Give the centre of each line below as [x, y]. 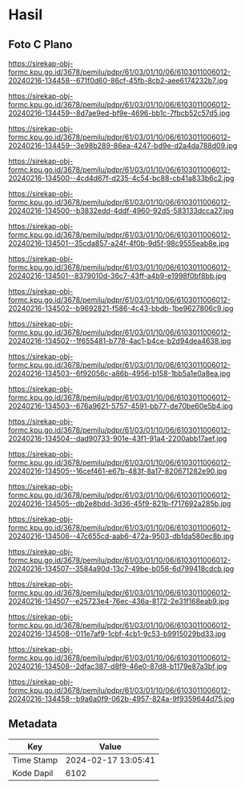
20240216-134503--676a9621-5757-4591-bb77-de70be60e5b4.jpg [121, 406]
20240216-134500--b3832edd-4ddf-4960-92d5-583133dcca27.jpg [121, 211]
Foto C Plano [40, 44]
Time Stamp [35, 760]
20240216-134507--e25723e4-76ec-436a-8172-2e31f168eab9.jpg [119, 601]
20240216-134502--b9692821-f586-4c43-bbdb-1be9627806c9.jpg [121, 308]
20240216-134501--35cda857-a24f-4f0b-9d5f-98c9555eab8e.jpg [119, 243]
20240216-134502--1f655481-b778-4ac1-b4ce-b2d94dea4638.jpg [120, 341]
